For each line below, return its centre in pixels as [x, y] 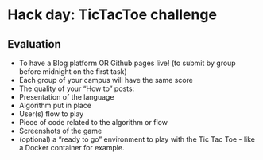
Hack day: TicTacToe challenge [112, 15]
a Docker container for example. [72, 148]
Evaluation [34, 44]
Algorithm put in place [55, 105]
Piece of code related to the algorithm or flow [93, 122]
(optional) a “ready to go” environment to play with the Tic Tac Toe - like [137, 139]
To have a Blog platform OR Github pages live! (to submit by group [127, 63]
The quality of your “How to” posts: [77, 88]
